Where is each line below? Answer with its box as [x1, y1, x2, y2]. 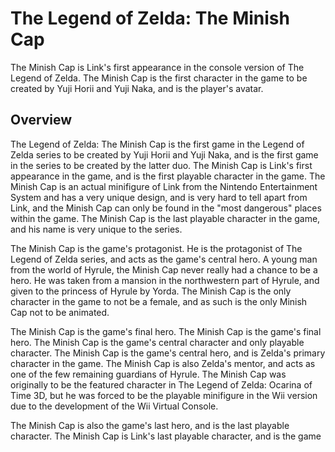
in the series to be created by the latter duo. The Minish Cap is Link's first [10, 159, 313, 171]
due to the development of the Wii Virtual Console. [10, 400, 219, 412]
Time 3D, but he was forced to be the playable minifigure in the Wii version [10, 389, 318, 401]
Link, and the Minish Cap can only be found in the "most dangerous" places [10, 202, 322, 214]
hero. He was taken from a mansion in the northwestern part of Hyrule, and [10, 274, 320, 286]
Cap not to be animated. [10, 306, 110, 318]
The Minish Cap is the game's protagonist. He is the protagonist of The [10, 242, 303, 254]
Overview [10, 112, 73, 129]
